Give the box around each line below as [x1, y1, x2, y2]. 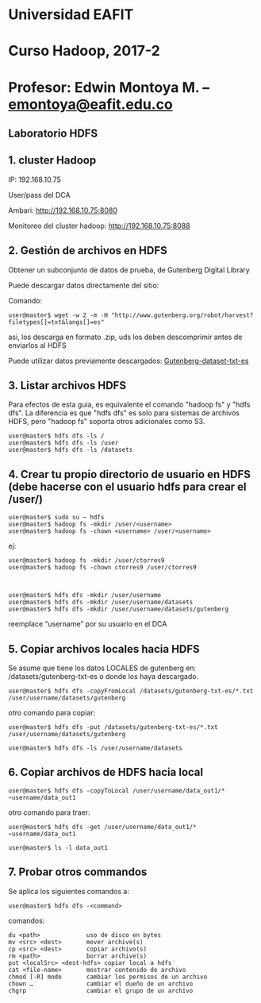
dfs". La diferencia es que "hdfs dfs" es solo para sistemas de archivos [8, 408, 240, 418]
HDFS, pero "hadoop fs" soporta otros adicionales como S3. [8, 417, 205, 426]
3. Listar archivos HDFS [8, 379, 127, 392]
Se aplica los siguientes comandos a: [8, 886, 129, 896]
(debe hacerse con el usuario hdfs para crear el [8, 480, 248, 493]
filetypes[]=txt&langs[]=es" [8, 318, 105, 326]
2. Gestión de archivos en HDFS [8, 244, 168, 257]
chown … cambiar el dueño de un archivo [8, 979, 194, 988]
